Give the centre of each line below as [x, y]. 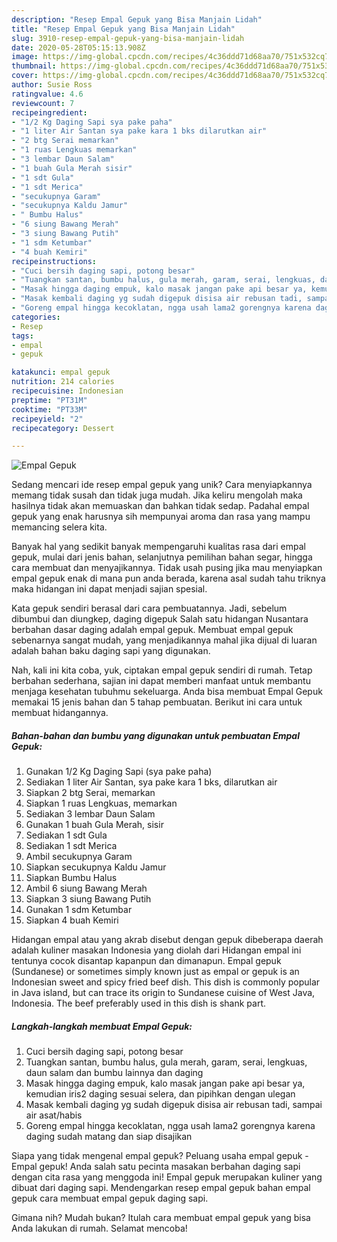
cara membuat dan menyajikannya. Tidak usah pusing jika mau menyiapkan [167, 568]
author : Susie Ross [52, 85]
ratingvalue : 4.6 [47, 94]
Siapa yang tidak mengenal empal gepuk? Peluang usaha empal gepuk [157, 1156]
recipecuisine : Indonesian [67, 391]
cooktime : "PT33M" [49, 409]
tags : [22, 336]
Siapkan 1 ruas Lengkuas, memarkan [101, 803]
